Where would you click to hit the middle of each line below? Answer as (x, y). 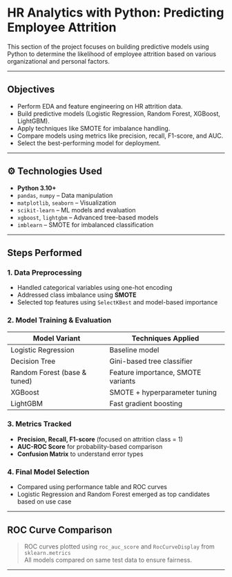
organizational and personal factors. (59, 61)
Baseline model (134, 349)
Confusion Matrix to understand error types (80, 454)
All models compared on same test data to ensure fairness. (108, 560)
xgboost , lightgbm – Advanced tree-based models (88, 217)
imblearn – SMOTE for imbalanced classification (85, 225)
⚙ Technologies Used (55, 171)
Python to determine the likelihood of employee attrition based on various (112, 54)
